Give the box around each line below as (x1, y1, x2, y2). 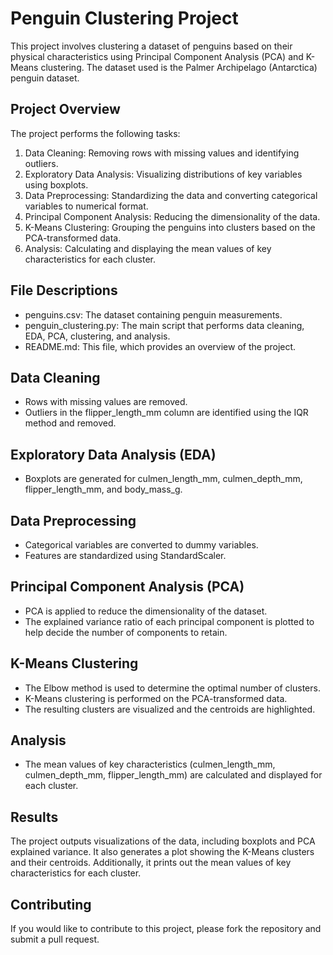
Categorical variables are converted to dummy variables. (24, 539, 259, 551)
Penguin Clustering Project (10, 7, 239, 30)
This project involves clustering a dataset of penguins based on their (10, 40, 293, 52)
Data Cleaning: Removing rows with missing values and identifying (24, 147, 300, 159)
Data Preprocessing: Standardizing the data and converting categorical (24, 189, 318, 201)
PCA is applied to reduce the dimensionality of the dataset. (24, 605, 268, 617)
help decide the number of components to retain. (24, 626, 228, 638)
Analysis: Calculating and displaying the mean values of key (24, 242, 272, 254)
